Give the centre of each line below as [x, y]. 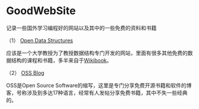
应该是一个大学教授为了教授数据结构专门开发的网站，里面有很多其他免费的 [97, 53]
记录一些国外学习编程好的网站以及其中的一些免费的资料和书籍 [81, 28]
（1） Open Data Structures [40, 40]
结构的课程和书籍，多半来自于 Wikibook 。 [62, 60]
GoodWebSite [41, 11]
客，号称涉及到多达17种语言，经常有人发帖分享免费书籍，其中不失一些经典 [97, 93]
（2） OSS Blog [25, 72]
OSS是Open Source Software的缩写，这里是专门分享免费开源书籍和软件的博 [99, 85]
